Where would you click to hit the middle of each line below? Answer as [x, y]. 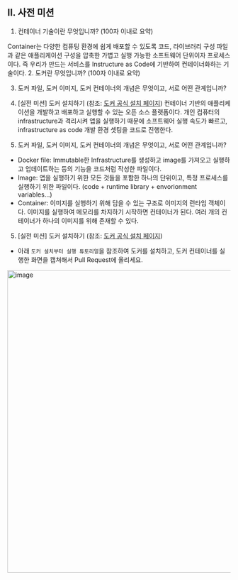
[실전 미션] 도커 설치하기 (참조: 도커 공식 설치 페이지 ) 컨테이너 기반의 [112, 103]
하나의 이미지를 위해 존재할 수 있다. [91, 220]
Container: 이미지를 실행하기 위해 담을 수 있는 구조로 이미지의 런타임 [112, 203]
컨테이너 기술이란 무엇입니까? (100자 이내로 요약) [85, 31]
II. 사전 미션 [31, 13]
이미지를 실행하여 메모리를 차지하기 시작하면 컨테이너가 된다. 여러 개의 [124, 212]
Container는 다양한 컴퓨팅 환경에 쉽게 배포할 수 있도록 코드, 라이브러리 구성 [111, 46]
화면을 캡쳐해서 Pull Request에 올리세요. [87, 259]
